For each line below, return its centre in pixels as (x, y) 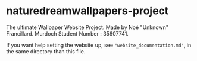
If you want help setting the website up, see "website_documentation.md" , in (99, 45)
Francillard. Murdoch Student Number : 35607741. (68, 33)
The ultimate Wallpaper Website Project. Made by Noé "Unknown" (87, 27)
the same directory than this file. (46, 51)
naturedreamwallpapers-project (87, 11)
